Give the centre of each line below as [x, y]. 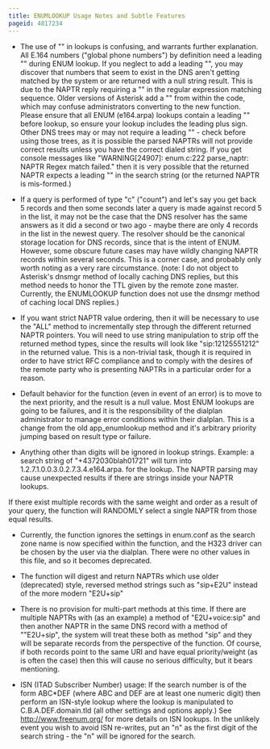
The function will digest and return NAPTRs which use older [119, 576]
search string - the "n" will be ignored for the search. [108, 736]
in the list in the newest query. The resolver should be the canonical [133, 233]
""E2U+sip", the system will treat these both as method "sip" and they [136, 634]
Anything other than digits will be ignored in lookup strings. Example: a [137, 452]
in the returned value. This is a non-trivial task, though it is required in [135, 352]
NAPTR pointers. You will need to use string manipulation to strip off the [139, 335]
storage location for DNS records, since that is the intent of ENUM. [131, 242]
